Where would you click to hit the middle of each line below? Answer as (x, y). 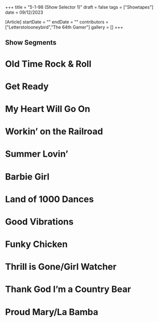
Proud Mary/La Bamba (52, 312)
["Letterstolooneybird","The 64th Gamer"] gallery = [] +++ (64, 27)
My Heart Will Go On (48, 109)
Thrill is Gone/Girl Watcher (61, 267)
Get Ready (27, 86)
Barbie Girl (27, 177)
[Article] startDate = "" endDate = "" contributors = (57, 22)
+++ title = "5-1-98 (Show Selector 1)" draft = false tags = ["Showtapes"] (79, 7)
